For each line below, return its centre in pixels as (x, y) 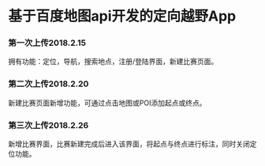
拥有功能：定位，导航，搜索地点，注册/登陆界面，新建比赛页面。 (113, 62)
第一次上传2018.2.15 (47, 43)
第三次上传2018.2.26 (49, 125)
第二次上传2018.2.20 (49, 84)
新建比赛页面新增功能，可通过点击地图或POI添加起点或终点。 (107, 103)
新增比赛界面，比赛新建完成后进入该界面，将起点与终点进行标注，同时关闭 (129, 144)
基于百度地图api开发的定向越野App (122, 16)
